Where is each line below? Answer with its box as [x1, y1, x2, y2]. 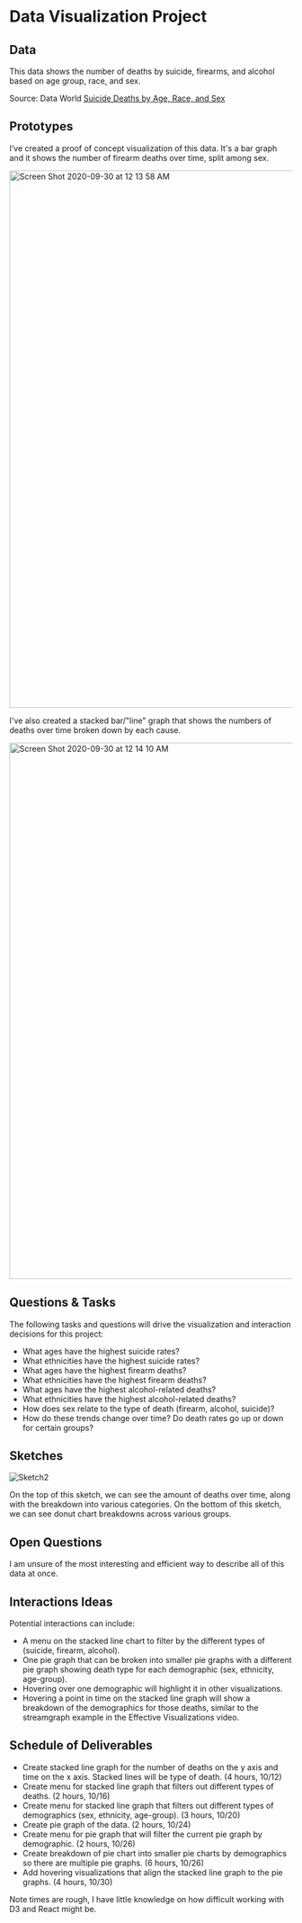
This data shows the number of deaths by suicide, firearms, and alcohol [9, 66, 276, 76]
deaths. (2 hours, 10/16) [22, 1790, 111, 1801]
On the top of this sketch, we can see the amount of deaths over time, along [9, 1489, 291, 1500]
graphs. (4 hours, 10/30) [22, 1876, 113, 1887]
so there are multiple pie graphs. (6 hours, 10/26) [22, 1857, 205, 1868]
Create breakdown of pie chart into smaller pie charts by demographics [22, 1847, 288, 1858]
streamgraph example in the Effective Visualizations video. [22, 1712, 240, 1723]
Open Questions [9, 1534, 102, 1550]
